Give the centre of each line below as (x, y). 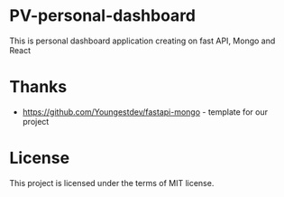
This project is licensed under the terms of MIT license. (112, 183)
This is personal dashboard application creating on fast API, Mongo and (142, 41)
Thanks (38, 87)
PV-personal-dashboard (103, 16)
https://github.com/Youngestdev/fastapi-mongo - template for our (145, 112)
